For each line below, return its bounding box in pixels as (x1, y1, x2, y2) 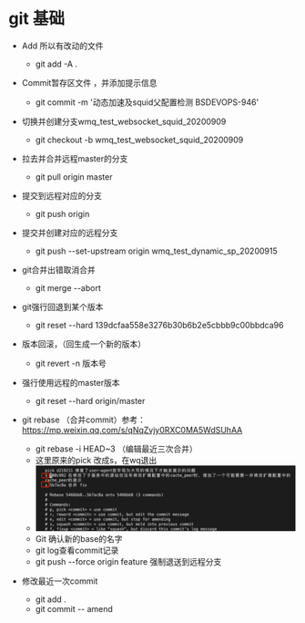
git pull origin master (35, 171, 113, 182)
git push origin (35, 208, 90, 219)
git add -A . (35, 58, 78, 69)
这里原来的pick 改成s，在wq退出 (35, 454, 158, 465)
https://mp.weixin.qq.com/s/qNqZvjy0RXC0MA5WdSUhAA (21, 424, 243, 435)
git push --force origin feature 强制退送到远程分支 (35, 556, 222, 566)
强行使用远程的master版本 (21, 377, 120, 388)
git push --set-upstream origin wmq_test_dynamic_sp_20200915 (35, 245, 279, 256)
